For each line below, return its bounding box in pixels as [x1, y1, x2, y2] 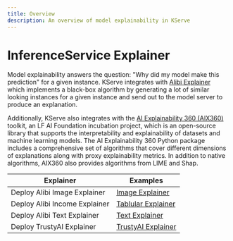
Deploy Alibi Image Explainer [11, 187, 106, 197]
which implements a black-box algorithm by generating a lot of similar [7, 85, 210, 94]
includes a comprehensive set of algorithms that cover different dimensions [7, 144, 227, 152]
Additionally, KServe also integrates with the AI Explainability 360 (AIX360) [7, 114, 224, 123]
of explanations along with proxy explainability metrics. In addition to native [7, 152, 226, 160]
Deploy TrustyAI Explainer [11, 222, 96, 232]
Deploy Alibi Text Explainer [11, 211, 100, 221]
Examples [129, 175, 163, 185]
